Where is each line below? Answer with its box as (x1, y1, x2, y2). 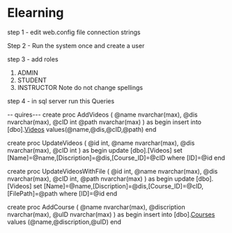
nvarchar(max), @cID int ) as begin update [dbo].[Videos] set (7, 146, 183, 154)
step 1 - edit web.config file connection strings (7, 28, 141, 36)
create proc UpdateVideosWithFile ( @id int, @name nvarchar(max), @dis (7, 167, 218, 175)
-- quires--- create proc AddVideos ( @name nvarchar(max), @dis (7, 110, 198, 119)
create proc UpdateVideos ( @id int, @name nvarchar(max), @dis (7, 138, 195, 147)
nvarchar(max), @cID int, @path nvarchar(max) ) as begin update (7, 174, 195, 183)
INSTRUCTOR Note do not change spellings (17, 83, 144, 91)
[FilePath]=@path (7, 189, 58, 197)
